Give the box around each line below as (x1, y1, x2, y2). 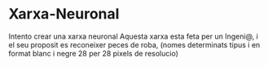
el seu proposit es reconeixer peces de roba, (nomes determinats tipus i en (8, 39, 261, 49)
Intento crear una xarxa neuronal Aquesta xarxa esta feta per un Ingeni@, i (8, 31, 258, 41)
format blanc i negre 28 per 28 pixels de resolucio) (8, 48, 179, 58)
